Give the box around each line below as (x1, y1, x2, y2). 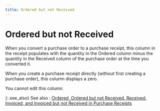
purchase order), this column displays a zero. (5, 75, 98, 82)
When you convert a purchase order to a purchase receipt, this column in (5, 45, 156, 51)
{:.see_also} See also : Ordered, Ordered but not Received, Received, (5, 95, 147, 101)
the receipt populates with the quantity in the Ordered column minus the (5, 50, 153, 56)
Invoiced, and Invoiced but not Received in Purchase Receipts (5, 100, 132, 106)
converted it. (5, 60, 31, 67)
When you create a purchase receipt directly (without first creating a (5, 70, 146, 76)
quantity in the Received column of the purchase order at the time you (5, 55, 149, 61)
